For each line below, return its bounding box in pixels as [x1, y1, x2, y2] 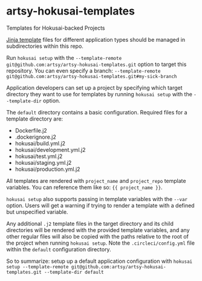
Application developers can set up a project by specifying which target [6, 84, 183, 91]
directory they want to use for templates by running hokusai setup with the [6, 90, 192, 98]
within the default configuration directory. [6, 245, 111, 253]
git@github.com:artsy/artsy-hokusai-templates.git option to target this [6, 61, 187, 68]
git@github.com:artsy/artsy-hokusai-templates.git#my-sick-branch [6, 73, 177, 79]
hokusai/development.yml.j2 [15, 146, 86, 153]
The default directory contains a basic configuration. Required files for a [6, 108, 187, 116]
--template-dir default [44, 269, 104, 275]
